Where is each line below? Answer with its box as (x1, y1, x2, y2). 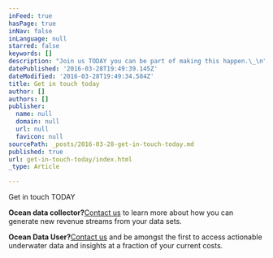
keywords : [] (8, 49, 53, 58)
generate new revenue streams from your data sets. (8, 217, 183, 226)
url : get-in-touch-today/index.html (8, 155, 132, 163)
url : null (15, 125, 49, 133)
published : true (8, 148, 63, 156)
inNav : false (8, 27, 53, 35)
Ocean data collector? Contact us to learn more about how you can (8, 208, 234, 217)
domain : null (15, 118, 60, 126)
